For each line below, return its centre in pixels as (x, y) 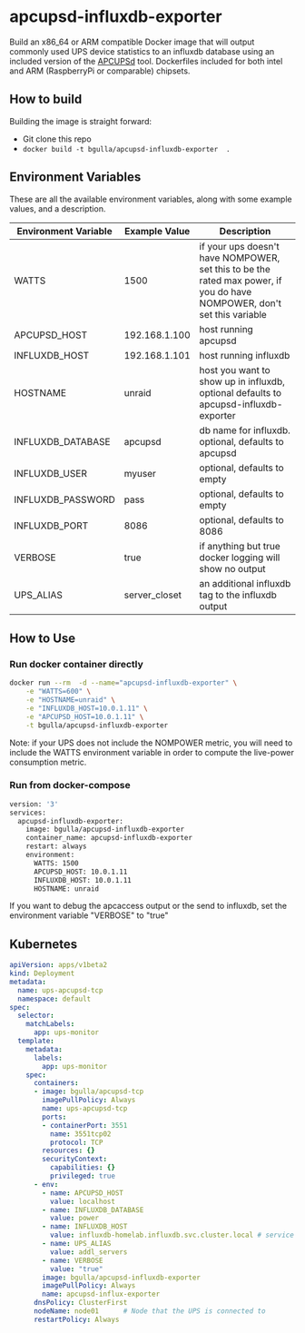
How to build (46, 99)
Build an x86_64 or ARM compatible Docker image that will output (132, 42)
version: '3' (34, 804)
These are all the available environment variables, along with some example (151, 199)
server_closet (152, 595)
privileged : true (83, 1176)
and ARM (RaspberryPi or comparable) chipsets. (100, 71)
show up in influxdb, (242, 381)
